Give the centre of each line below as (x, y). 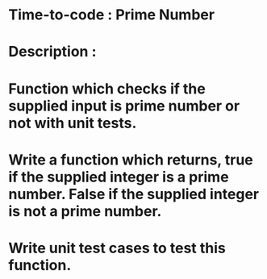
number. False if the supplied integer (134, 194)
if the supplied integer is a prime (119, 177)
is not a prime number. (85, 211)
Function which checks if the (107, 88)
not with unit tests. (73, 123)
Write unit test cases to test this (117, 248)
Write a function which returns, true (131, 160)
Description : (52, 52)
